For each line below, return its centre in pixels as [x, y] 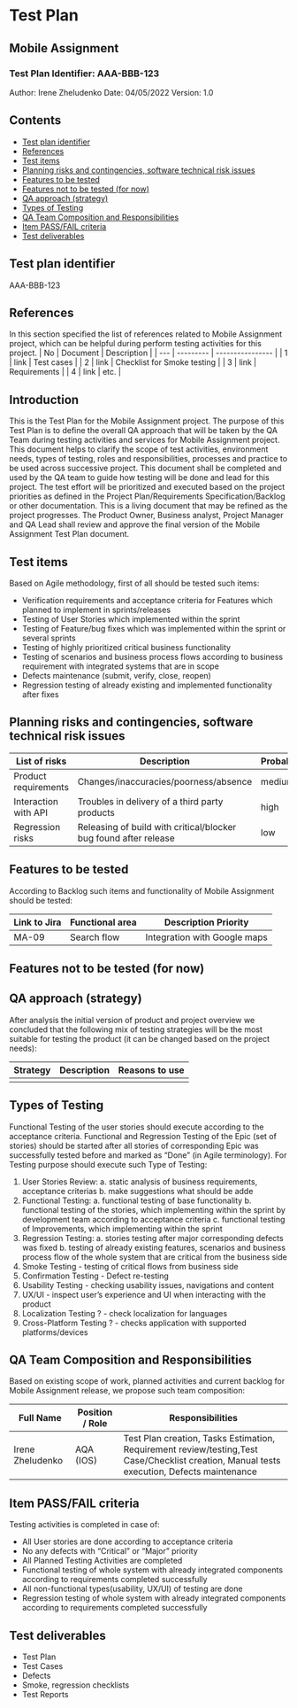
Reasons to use [151, 1070]
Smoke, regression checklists [76, 1685]
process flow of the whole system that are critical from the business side [154, 1257]
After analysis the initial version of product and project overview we [132, 1020]
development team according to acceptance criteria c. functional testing [153, 1219]
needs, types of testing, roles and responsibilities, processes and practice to [148, 459]
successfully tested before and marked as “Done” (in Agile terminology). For [148, 1155]
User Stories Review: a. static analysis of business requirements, [140, 1181]
